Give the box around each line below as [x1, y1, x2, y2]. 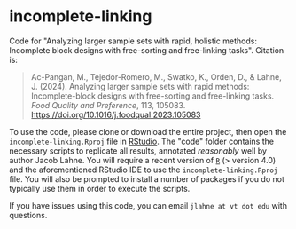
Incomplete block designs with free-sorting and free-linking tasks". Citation [9, 44, 284, 55]
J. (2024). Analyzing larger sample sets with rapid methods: [30, 81, 250, 91]
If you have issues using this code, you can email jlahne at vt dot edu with [9, 200, 288, 210]
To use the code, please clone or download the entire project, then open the [9, 126, 287, 137]
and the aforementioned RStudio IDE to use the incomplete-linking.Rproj [9, 164, 278, 175]
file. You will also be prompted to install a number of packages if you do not [9, 173, 285, 184]
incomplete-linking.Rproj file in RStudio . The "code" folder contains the [9, 136, 275, 146]
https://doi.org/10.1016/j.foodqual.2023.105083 [30, 109, 201, 120]
